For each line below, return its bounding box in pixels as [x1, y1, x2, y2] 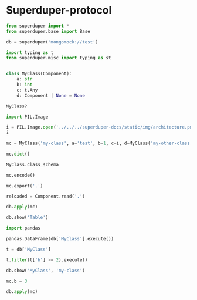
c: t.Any [16, 87, 38, 93]
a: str [16, 76, 33, 82]
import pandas [6, 225, 41, 231]
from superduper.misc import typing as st [6, 55, 111, 61]
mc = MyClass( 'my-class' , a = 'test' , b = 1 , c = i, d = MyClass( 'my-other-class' [6, 140, 193, 147]
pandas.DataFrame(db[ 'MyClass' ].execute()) [6, 236, 114, 242]
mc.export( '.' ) [6, 183, 43, 188]
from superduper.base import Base [6, 28, 91, 34]
